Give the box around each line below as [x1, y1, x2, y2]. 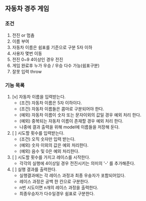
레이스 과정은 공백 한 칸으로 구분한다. [19, 178, 90, 184]
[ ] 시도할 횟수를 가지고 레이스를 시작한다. [12, 154, 91, 160]
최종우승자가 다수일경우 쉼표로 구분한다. [19, 190, 95, 196]
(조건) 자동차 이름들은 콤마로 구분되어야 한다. [19, 106, 104, 111]
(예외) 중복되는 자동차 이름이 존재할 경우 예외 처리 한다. [19, 118, 124, 124]
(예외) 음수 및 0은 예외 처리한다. [19, 148, 80, 154]
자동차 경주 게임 [5, 4, 49, 13]
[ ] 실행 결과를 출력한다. [12, 166, 57, 172]
